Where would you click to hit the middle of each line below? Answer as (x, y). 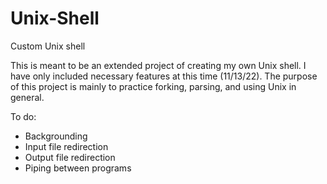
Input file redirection (66, 146)
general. (27, 97)
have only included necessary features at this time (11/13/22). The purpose (164, 76)
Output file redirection (70, 157)
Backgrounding (56, 136)
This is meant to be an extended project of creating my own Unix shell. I (158, 65)
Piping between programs (78, 168)
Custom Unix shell (48, 46)
